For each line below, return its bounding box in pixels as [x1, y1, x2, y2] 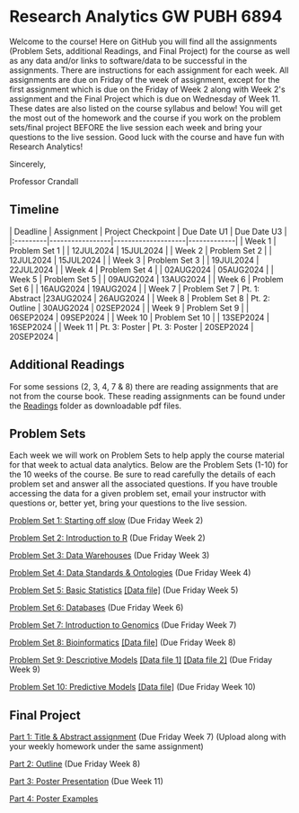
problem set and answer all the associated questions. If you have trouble [9, 478, 278, 489]
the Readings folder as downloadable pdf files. [9, 400, 182, 411]
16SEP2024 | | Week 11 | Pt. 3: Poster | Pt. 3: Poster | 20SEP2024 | [9, 321, 254, 332]
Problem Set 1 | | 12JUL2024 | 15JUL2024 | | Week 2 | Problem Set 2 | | [9, 245, 272, 255]
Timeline [9, 202, 60, 218]
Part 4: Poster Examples [9, 793, 99, 804]
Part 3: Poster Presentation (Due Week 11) [9, 776, 164, 787]
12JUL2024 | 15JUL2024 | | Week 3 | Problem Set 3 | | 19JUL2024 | [9, 255, 259, 265]
